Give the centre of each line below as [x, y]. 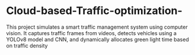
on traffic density [27, 46]
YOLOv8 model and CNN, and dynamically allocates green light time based [97, 39]
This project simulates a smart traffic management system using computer [97, 27]
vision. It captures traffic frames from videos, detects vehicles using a [91, 33]
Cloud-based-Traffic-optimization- [94, 11]
